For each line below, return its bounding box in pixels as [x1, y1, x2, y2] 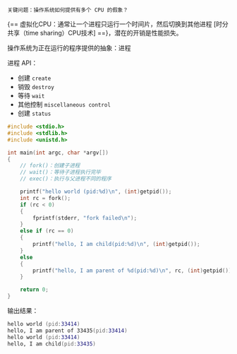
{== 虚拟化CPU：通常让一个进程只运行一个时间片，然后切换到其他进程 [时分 [7, 20, 229, 28]
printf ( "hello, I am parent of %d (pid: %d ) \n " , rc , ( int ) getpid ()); [32, 267, 235, 274]
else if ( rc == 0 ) [20, 228, 74, 235]
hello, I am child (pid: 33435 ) [7, 340, 97, 348]
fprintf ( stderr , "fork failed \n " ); [32, 214, 138, 221]
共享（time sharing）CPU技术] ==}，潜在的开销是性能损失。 [7, 29, 183, 37]
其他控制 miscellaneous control [17, 100, 111, 108]
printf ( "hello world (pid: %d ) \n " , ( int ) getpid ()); [20, 188, 172, 195]
